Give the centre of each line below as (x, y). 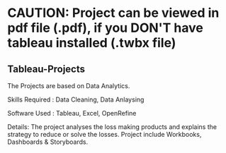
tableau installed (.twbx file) (92, 43)
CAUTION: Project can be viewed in (113, 13)
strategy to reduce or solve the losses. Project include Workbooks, (104, 134)
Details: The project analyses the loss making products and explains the (112, 127)
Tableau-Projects (46, 69)
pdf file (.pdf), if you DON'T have (106, 28)
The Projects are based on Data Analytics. (69, 86)
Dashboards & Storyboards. (48, 142)
